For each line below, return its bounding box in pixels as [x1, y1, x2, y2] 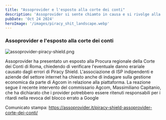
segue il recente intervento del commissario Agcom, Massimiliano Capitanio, [5, 84, 162, 90]
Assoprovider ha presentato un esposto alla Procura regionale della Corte [5, 58, 155, 64]
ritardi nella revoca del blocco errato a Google [5, 95, 99, 101]
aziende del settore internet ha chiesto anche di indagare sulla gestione [5, 74, 151, 80]
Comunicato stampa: [5, 104, 48, 110]
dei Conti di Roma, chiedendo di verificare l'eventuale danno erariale [5, 63, 145, 69]
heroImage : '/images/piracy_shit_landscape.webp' [5, 21, 110, 26]
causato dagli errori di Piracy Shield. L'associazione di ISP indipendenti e [5, 69, 154, 75]
